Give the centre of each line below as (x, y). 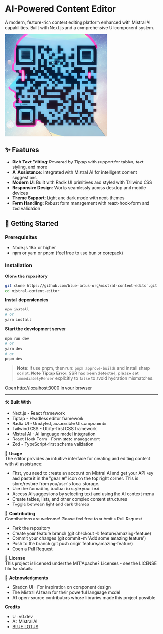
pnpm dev (14, 359)
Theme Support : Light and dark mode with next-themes (68, 198)
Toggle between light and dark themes (51, 504)
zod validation (26, 208)
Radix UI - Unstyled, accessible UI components (59, 423)
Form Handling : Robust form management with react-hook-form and (81, 203)
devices (20, 193)
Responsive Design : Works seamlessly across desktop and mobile (79, 187)
